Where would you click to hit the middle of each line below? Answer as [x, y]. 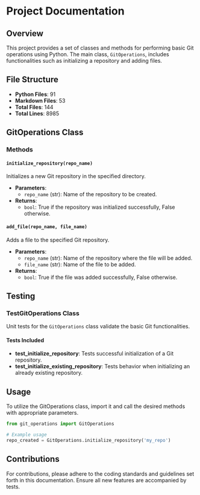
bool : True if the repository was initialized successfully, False [100, 207]
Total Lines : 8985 [37, 113]
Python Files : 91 [35, 94]
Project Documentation [65, 11]
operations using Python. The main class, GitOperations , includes [88, 54]
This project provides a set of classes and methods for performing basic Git [100, 48]
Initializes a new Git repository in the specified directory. [76, 176]
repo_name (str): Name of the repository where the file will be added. [108, 258]
